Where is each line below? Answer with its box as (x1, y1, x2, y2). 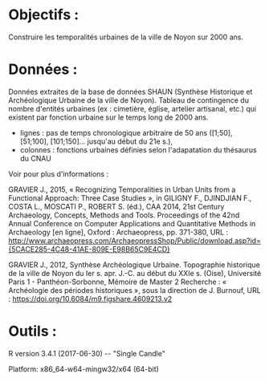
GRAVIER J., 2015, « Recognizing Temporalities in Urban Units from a (8, 185, 236, 194)
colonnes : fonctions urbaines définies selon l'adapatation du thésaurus (19, 144, 257, 154)
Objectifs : (8, 6, 79, 24)
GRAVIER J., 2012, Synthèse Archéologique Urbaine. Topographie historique (8, 259, 261, 270)
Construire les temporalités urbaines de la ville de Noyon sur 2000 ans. (8, 32, 243, 42)
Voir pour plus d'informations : (8, 169, 109, 178)
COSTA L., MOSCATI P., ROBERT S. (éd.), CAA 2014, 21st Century (8, 201, 225, 211)
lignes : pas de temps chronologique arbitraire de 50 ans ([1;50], (19, 128, 233, 137)
